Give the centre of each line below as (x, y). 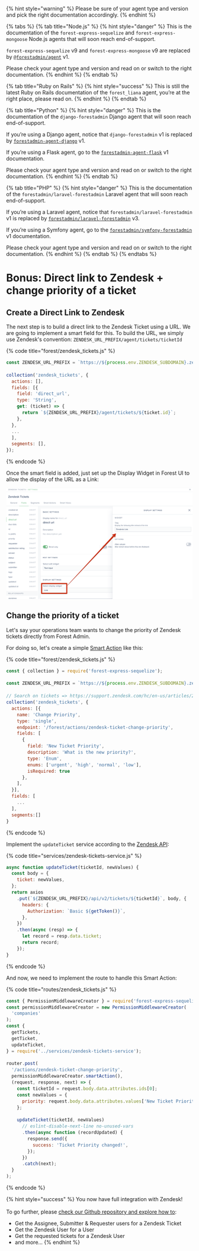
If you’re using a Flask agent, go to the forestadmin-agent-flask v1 (87, 152)
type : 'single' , (37, 721)
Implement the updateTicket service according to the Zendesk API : (88, 844)
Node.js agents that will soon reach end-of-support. (92, 39)
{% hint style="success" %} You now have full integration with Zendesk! (94, 1199)
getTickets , (26, 1032)
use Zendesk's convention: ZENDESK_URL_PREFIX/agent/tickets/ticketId (94, 339)
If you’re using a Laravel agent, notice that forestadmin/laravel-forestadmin (99, 212)
